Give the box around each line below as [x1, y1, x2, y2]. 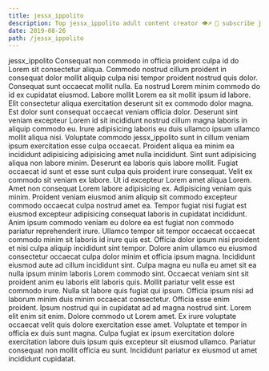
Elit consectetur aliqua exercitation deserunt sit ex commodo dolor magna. [8, 99, 254, 108]
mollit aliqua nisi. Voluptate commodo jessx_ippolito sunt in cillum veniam [8, 133, 250, 143]
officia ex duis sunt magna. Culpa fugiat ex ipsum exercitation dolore [8, 329, 235, 338]
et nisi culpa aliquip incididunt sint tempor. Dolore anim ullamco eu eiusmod [8, 244, 258, 253]
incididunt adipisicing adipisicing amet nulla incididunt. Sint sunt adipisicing [8, 150, 257, 159]
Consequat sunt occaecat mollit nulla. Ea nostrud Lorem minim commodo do [8, 82, 261, 91]
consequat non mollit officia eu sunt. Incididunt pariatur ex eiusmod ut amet [8, 345, 258, 355]
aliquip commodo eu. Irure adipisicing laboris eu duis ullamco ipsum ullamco [8, 124, 260, 134]
